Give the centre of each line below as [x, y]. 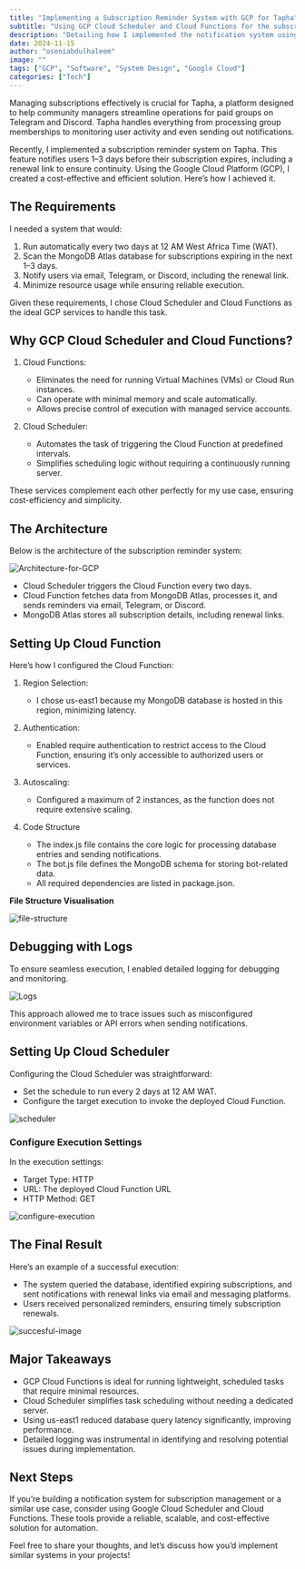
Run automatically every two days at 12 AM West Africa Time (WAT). [150, 246]
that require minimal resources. [81, 1391]
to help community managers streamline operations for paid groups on [142, 112]
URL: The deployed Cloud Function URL [97, 1189]
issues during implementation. [79, 1448]
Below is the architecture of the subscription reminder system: [126, 551]
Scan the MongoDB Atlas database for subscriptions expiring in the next [157, 256]
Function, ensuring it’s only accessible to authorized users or [150, 755]
